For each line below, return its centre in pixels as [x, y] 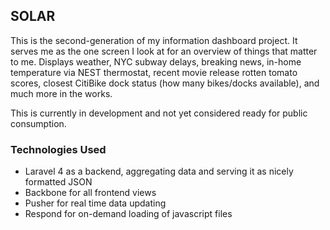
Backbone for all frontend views [90, 193]
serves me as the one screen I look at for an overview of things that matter [164, 51]
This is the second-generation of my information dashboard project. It [154, 40]
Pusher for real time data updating [95, 203]
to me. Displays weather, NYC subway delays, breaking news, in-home [156, 61]
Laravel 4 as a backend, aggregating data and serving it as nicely [159, 171]
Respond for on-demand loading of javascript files [128, 214]
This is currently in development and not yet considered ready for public [159, 113]
